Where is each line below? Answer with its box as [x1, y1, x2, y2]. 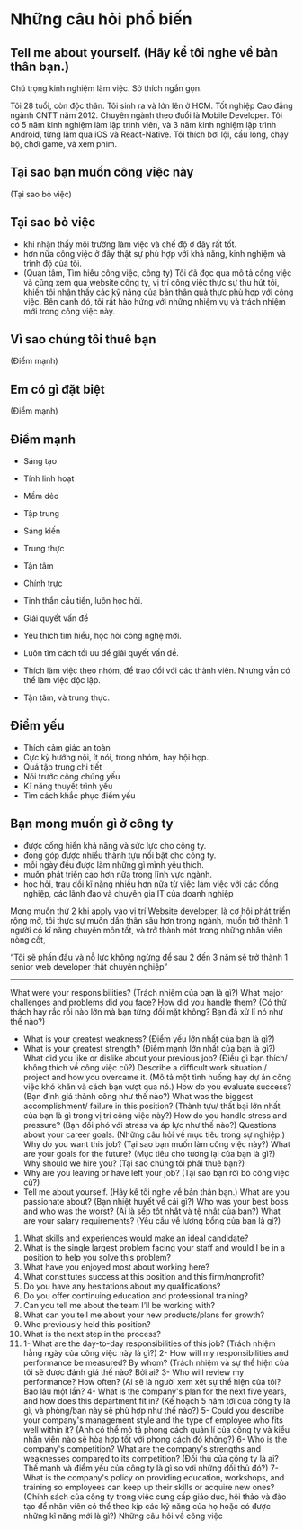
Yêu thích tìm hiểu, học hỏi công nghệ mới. [22, 631, 183, 642]
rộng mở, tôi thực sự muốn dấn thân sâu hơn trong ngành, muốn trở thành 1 [10, 915, 289, 925]
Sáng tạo [22, 456, 58, 467]
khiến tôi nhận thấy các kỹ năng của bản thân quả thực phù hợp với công [22, 287, 294, 297]
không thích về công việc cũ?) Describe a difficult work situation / [22, 1061, 268, 1072]
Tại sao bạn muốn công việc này [10, 165, 194, 180]
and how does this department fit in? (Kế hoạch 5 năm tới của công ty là [22, 1395, 290, 1406]
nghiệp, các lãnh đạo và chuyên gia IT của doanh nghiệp [22, 888, 234, 898]
